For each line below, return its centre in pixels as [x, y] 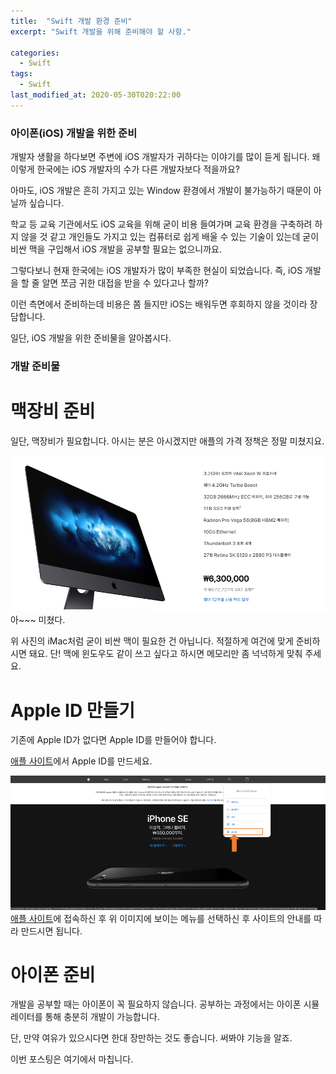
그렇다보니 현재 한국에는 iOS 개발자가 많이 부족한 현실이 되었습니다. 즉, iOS [156, 271]
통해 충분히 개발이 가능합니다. [102, 1017]
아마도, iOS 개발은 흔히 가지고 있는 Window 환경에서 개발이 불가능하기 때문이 [161, 191]
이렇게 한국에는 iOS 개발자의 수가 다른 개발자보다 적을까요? [125, 169]
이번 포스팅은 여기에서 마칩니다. [72, 1059]
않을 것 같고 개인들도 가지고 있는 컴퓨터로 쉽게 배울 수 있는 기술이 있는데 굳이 [170, 237]
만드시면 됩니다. [51, 931]
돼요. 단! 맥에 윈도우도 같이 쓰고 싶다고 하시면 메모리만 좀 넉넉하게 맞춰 [165, 654]
